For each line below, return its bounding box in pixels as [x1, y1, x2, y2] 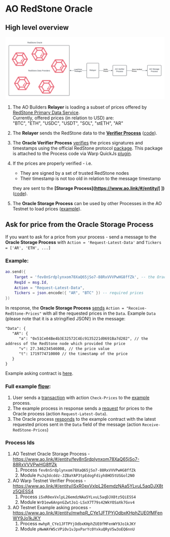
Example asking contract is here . [5, 370, 73, 376]
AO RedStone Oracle [5, 3, 93, 15]
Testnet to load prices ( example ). [12, 206, 82, 212]
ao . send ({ [5, 269, 26, 274]
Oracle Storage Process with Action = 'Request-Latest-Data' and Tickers [5, 239, 162, 245]
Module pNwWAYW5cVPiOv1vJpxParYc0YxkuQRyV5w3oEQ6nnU [20, 526, 135, 532]
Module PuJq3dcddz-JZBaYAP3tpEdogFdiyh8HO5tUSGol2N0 [20, 472, 135, 478]
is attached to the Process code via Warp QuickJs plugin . [12, 150, 133, 157]
